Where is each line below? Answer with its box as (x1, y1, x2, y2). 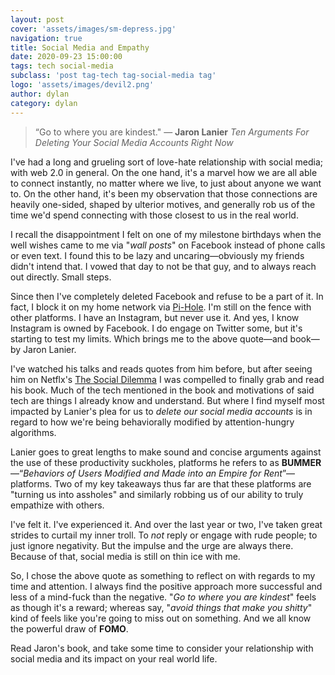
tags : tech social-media (10, 61, 114, 71)
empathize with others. (10, 499, 105, 511)
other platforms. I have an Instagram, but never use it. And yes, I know (10, 311, 300, 323)
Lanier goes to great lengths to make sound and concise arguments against (10, 446, 322, 458)
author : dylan (10, 89, 70, 99)
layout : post (10, 14, 65, 25)
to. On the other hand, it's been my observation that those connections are (10, 187, 318, 200)
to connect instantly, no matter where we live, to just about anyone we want (10, 177, 322, 189)
